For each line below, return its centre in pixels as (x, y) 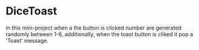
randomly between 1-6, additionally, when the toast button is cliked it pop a (99, 34)
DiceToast (31, 11)
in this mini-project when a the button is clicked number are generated (94, 28)
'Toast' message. (27, 40)
